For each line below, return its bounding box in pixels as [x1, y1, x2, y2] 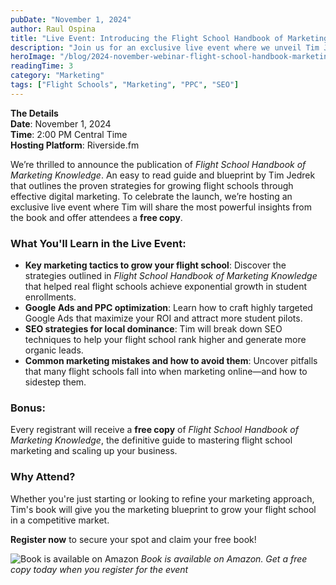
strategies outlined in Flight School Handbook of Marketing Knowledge [24, 270, 318, 282]
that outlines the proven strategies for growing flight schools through [10, 179, 294, 191]
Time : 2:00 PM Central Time [10, 128, 128, 140]
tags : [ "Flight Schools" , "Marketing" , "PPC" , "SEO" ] [10, 80, 240, 90]
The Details [10, 107, 59, 119]
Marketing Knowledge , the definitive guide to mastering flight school [10, 434, 293, 446]
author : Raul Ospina [10, 24, 97, 34]
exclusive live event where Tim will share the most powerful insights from [10, 201, 312, 213]
